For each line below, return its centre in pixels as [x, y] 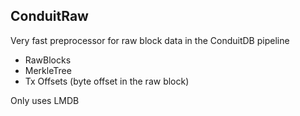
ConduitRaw [49, 16]
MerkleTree [48, 70]
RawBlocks [48, 60]
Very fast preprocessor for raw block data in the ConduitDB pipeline [150, 40]
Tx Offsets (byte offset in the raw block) [107, 81]
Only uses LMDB [45, 100]
